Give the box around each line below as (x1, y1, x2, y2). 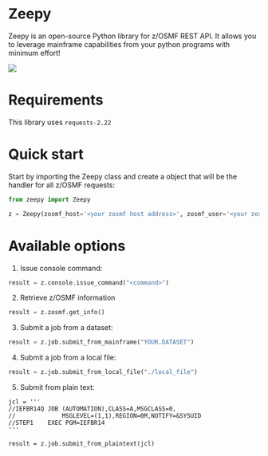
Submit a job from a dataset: (19, 323, 113, 332)
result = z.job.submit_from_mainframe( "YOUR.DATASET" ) (8, 338, 195, 347)
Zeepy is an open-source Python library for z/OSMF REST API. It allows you (8, 31, 257, 41)
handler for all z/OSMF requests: (8, 180, 116, 190)
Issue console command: (19, 263, 103, 273)
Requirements (8, 91, 104, 109)
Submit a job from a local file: (19, 352, 116, 363)
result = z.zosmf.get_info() (8, 309, 105, 316)
